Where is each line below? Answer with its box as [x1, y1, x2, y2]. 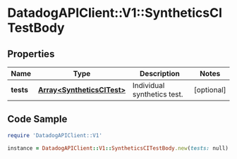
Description [140, 69, 180, 78]
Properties [7, 48, 55, 60]
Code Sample [7, 113, 68, 125]
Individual [132, 81, 165, 90]
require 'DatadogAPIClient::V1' [7, 132, 102, 139]
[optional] [193, 85, 226, 94]
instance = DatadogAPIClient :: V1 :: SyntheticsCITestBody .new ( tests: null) [7, 144, 229, 152]
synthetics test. [132, 89, 183, 99]
